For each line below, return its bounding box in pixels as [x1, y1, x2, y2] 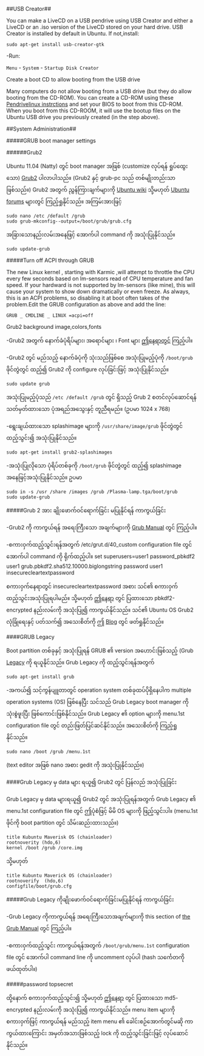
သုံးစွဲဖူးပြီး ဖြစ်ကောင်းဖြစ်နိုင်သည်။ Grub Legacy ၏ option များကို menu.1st [6, 710, 185, 717]
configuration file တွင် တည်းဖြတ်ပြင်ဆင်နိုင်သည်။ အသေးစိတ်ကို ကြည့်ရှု [6, 722, 177, 729]
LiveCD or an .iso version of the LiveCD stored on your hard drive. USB [6, 24, 183, 30]
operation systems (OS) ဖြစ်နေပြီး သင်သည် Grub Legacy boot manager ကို [6, 699, 189, 705]
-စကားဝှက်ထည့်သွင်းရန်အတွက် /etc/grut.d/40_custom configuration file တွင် [6, 541, 192, 548]
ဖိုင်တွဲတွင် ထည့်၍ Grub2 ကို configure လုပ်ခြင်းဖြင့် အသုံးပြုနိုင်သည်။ [6, 366, 169, 373]
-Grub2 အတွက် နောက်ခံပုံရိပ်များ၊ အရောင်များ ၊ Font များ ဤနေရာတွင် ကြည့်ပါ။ [6, 337, 193, 344]
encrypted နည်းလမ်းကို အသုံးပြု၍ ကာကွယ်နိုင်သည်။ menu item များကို [6, 1006, 175, 1013]
